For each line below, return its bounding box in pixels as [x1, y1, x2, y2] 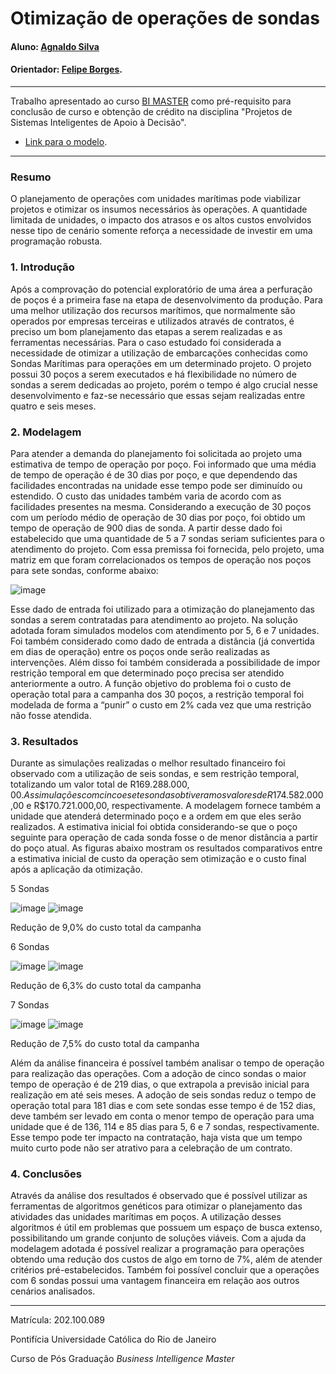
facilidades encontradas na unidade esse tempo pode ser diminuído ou [10, 479, 303, 491]
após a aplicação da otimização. [10, 863, 143, 876]
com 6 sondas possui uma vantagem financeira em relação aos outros [10, 1275, 300, 1287]
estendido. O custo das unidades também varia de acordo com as [10, 490, 282, 502]
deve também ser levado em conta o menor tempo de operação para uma [10, 1110, 315, 1122]
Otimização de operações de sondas [10, 7, 320, 30]
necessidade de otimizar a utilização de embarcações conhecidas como [10, 347, 308, 359]
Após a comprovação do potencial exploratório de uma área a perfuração [10, 283, 313, 295]
